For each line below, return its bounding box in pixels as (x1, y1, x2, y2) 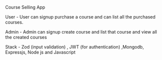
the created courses (5, 34, 47, 40)
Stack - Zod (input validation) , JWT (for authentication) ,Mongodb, (5, 44, 144, 49)
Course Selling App (5, 4, 45, 10)
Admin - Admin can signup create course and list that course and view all (5, 29, 157, 34)
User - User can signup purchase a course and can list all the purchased (5, 14, 156, 19)
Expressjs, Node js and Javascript (5, 49, 75, 55)
